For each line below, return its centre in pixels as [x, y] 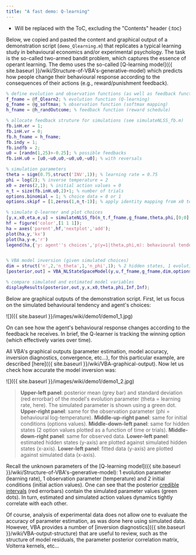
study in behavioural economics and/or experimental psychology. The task [96, 52]
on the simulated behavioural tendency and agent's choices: [78, 305]
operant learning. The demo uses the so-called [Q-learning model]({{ [89, 64]
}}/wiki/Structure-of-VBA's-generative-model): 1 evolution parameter [88, 472]
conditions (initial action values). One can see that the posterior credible [93, 485]
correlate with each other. [37, 503]
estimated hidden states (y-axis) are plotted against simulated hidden [104, 442]
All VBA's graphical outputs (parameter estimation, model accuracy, [87, 351]
